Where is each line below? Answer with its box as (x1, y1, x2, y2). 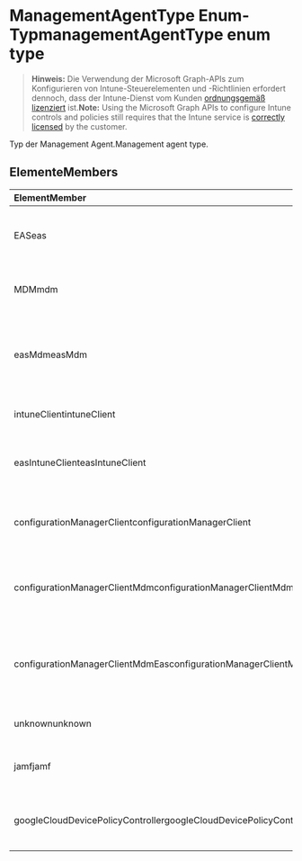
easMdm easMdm (13, 348, 88, 361)
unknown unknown (13, 717, 92, 730)
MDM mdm (13, 283, 58, 295)
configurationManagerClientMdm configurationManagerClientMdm (13, 581, 295, 594)
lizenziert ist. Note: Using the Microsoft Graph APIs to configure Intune (31, 102, 292, 112)
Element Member (13, 191, 87, 203)
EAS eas (13, 229, 47, 241)
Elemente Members (9, 165, 119, 180)
